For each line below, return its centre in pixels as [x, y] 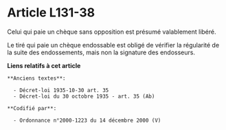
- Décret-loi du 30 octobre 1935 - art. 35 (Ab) [84, 96]
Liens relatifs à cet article [44, 65]
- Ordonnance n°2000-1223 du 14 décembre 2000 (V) [87, 120]
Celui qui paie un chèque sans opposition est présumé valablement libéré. [112, 32]
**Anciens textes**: [37, 78]
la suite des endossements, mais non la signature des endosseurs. [101, 52]
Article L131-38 [51, 13]
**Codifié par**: [32, 108]
